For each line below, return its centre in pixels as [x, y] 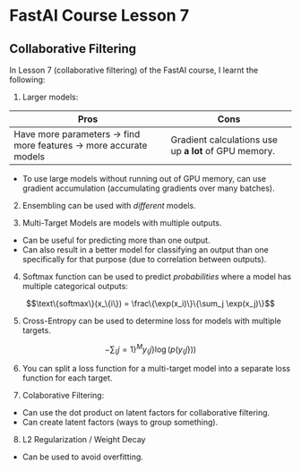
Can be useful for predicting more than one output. [116, 240]
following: [27, 80]
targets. [36, 330]
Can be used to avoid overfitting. [82, 457]
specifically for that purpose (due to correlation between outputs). [144, 259]
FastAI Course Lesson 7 [99, 16]
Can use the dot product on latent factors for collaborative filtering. [146, 413]
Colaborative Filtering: [63, 396]
